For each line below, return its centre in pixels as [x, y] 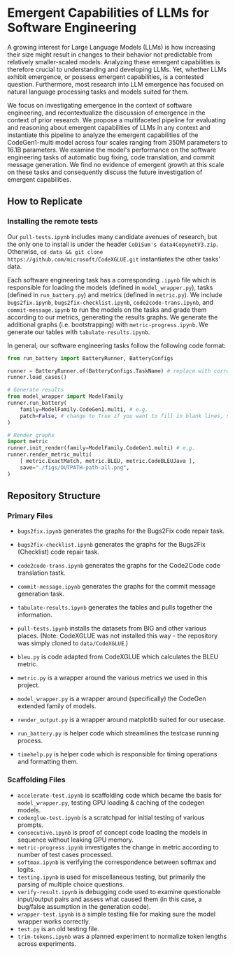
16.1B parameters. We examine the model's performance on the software [112, 150]
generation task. [41, 594]
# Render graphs [31, 435]
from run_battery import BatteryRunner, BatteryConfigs [90, 358]
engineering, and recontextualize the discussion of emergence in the [106, 113]
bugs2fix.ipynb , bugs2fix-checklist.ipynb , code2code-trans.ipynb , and [111, 302]
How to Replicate [45, 202]
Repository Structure [54, 496]
